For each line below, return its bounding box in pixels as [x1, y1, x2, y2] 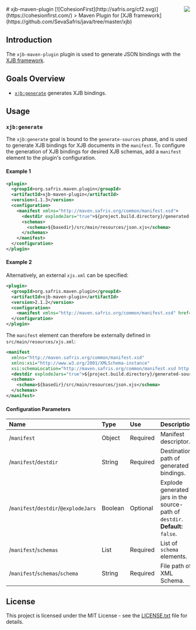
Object [101, 434, 120, 442]
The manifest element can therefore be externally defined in [6, 332, 150, 339]
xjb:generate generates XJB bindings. [14, 89, 107, 96]
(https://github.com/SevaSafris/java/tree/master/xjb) [6, 18, 132, 25]
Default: [160, 522, 183, 530]
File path [160, 562, 184, 570]
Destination [160, 447, 192, 456]
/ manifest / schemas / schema [9, 569, 79, 577]
